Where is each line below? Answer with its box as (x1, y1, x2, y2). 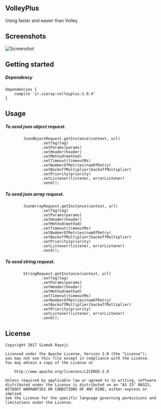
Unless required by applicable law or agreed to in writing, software (5, 378, 156, 383)
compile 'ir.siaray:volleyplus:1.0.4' (14, 91, 96, 96)
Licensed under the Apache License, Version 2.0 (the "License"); (5, 351, 147, 356)
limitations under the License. (5, 400, 73, 405)
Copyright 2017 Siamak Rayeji (5, 343, 69, 348)
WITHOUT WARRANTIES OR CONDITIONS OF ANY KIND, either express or (5, 387, 147, 392)
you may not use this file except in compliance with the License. (5, 356, 150, 361)
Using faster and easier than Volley (5, 17, 78, 23)
